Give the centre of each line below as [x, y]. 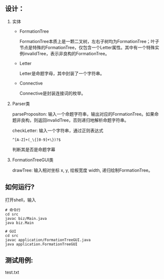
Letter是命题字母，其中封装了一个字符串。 [62, 73]
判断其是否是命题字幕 [34, 149]
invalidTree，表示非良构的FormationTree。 [67, 53]
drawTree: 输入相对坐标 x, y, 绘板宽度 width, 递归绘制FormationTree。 [82, 170]
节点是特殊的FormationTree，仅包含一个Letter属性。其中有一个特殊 [87, 47]
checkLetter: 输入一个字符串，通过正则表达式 [58, 130]
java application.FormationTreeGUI [41, 244]
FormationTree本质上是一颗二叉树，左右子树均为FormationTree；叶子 [89, 41]
